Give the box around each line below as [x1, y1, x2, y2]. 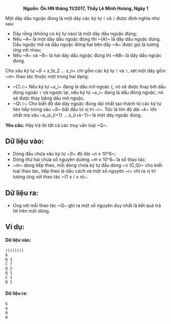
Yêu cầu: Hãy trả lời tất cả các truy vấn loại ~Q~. [5, 122, 108, 128]
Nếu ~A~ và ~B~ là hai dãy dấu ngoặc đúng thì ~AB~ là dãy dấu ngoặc [12, 52, 162, 58]
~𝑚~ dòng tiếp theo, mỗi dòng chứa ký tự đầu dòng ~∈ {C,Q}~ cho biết [12, 162, 162, 168]
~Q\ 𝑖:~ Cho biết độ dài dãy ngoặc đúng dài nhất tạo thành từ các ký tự [12, 101, 162, 106]
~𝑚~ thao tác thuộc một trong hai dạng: [5, 74, 89, 79]
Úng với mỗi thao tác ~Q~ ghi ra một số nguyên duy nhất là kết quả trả [12, 202, 161, 209]
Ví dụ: [5, 223, 25, 232]
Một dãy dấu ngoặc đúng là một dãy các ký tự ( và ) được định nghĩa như [5, 15, 160, 21]
